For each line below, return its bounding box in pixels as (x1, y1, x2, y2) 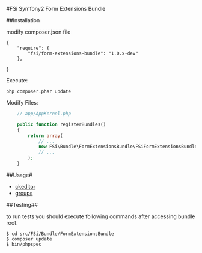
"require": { (17, 45, 50, 51)
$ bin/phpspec (6, 241, 42, 247)
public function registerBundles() (17, 121, 106, 127)
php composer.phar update (6, 88, 71, 94)
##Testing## (6, 201, 38, 208)
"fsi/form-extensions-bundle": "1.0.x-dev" (28, 50, 138, 56)
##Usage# (6, 171, 33, 178)
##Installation (6, 17, 40, 23)
